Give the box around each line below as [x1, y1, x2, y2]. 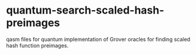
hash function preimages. [6, 42, 69, 49]
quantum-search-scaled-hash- [6, 4, 165, 17]
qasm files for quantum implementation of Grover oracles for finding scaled [6, 35, 191, 43]
